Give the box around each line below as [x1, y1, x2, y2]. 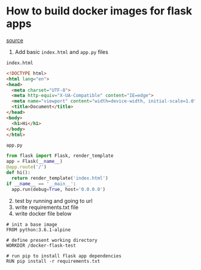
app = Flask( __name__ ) [6, 159, 63, 165]
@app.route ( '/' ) [6, 164, 47, 170]
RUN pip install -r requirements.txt [6, 258, 100, 264]
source [6, 37, 24, 44]
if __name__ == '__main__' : [6, 181, 77, 187]
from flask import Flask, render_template [6, 153, 114, 159]
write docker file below [14, 210, 72, 217]
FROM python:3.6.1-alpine [6, 226, 71, 233]
